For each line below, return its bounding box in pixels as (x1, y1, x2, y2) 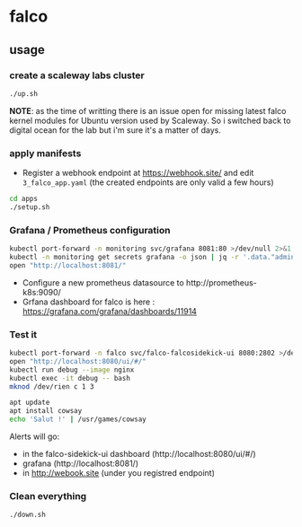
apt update (9, 398, 50, 408)
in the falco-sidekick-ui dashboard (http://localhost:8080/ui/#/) (22, 449, 256, 460)
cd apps (9, 195, 39, 204)
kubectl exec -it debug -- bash (9, 373, 130, 382)
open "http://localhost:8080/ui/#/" (9, 356, 147, 365)
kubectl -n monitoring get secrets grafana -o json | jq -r (9, 252, 240, 261)
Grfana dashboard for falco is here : (22, 296, 155, 307)
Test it (9, 328, 38, 340)
